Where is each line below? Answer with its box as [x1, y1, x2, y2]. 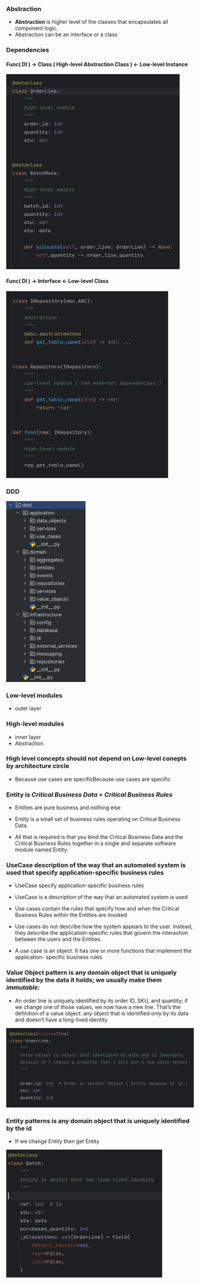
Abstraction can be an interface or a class [14, 31, 118, 38]
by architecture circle [6, 762, 70, 770]
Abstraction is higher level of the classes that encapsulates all [14, 18, 168, 26]
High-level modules [6, 720, 64, 728]
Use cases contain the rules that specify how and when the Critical [14, 905, 180, 912]
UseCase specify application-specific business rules [14, 882, 144, 889]
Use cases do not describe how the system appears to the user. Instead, [14, 923, 193, 930]
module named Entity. [14, 846, 68, 853]
